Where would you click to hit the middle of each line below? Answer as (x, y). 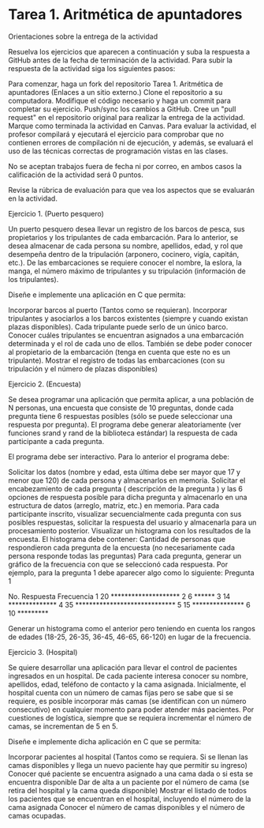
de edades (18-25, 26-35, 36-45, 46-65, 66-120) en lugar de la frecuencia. (130, 637)
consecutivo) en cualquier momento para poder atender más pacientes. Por (131, 709)
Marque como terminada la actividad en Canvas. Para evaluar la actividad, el (132, 126)
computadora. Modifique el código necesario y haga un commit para (119, 100)
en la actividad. (33, 198)
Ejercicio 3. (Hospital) (43, 652)
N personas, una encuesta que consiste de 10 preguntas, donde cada (121, 408)
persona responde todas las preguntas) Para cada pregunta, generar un (125, 555)
